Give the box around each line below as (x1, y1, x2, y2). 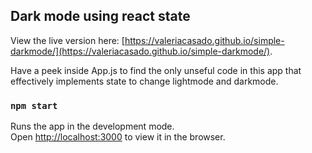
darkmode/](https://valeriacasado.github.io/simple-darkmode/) (10, 45, 271, 57)
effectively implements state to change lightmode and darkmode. (10, 75, 279, 87)
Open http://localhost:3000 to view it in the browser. (10, 131, 226, 143)
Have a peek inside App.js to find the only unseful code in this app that (10, 64, 302, 76)
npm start (10, 100, 58, 111)
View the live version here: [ (10, 34, 125, 46)
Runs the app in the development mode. (10, 120, 175, 133)
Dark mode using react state (10, 8, 191, 25)
